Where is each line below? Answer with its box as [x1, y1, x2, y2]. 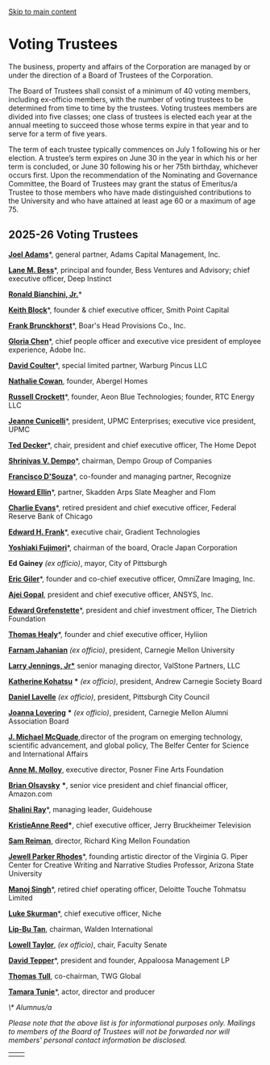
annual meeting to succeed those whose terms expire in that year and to [8, 120, 249, 130]
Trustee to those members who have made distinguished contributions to [8, 187, 251, 197]
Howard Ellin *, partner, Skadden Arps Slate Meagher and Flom [8, 487, 216, 497]
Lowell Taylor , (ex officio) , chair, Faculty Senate [8, 940, 168, 950]
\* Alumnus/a [8, 1002, 52, 1012]
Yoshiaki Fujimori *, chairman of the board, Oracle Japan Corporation [8, 543, 238, 552]
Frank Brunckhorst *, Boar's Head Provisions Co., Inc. [8, 321, 186, 330]
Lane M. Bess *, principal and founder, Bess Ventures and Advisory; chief [8, 265, 251, 275]
